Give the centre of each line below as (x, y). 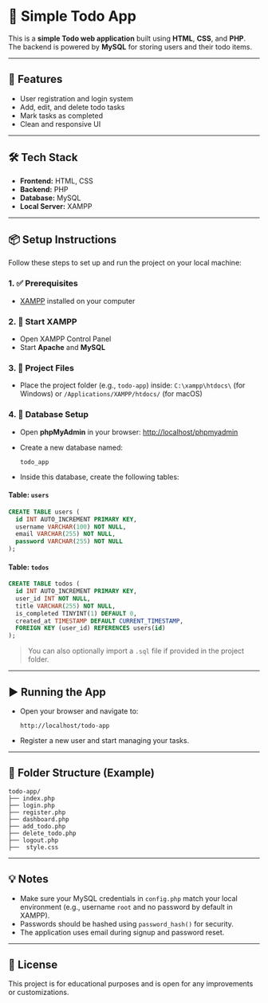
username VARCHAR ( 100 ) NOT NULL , (71, 527)
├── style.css (33, 847)
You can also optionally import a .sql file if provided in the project (136, 651)
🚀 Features (35, 79)
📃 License (33, 965)
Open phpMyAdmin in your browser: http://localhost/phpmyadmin (129, 432)
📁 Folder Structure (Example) (82, 773)
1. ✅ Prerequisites (43, 284)
